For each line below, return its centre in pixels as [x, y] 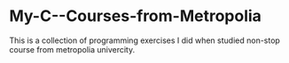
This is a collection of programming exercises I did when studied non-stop [145, 40]
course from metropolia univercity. [72, 49]
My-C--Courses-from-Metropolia [135, 16]
